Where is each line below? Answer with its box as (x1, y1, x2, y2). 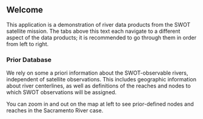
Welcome (6, 5, 43, 15)
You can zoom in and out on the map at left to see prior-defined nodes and (6, 100, 194, 108)
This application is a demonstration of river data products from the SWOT (6, 21, 191, 28)
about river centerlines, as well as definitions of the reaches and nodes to (6, 82, 191, 90)
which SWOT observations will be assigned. (6, 89, 117, 96)
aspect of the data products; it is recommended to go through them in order (6, 33, 197, 41)
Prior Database (6, 55, 52, 64)
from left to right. (6, 40, 49, 47)
